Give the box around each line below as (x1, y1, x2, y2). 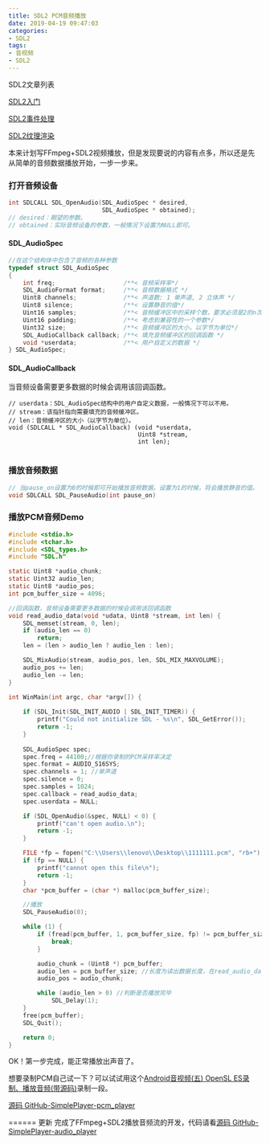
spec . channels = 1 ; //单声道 (22, 768, 117, 776)
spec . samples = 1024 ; (22, 782, 95, 791)
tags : (8, 42, 27, 50)
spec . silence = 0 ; (22, 775, 84, 783)
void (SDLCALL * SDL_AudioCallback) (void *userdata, (8, 423, 193, 432)
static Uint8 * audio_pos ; (8, 582, 95, 590)
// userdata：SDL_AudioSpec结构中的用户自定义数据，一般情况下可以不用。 (8, 399, 233, 408)
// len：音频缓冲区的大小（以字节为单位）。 (8, 417, 135, 425)
